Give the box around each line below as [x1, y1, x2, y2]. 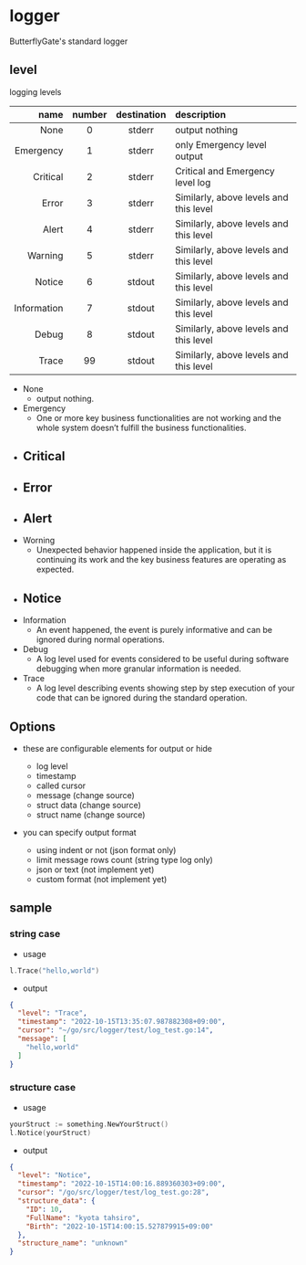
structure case [9, 1081, 76, 1094]
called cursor [36, 780, 87, 791]
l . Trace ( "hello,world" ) [9, 965, 100, 975]
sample [9, 901, 53, 916]
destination [115, 108, 167, 121]
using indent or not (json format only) [36, 844, 177, 855]
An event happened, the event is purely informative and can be [36, 625, 273, 636]
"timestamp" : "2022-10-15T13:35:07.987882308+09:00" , [17, 1017, 226, 1027]
